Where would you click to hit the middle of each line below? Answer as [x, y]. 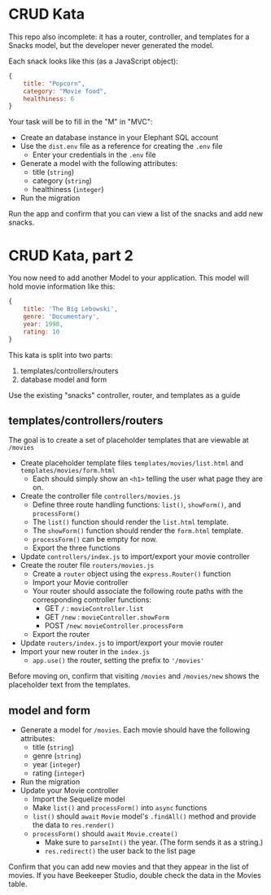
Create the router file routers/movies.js [87, 565]
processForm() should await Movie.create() [105, 834]
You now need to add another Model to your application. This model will [129, 278]
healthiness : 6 [49, 98]
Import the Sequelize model [79, 799]
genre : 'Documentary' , [61, 317]
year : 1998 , [43, 324]
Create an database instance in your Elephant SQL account [119, 138]
